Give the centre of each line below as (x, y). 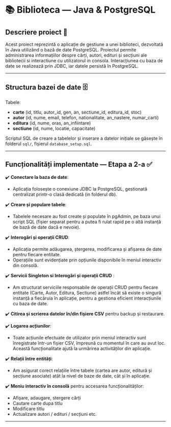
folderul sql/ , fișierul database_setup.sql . (49, 144)
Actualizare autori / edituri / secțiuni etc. (55, 414)
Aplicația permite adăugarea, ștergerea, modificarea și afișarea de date (87, 249)
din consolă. (25, 265)
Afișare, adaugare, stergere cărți (47, 397)
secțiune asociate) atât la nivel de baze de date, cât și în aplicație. (81, 376)
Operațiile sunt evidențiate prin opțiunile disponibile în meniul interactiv (87, 260)
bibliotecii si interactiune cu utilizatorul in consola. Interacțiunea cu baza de (84, 61)
